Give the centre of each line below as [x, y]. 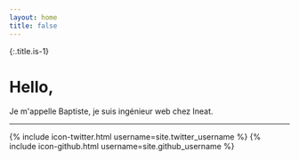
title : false [33, 26]
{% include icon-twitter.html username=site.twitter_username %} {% [135, 137]
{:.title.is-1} [29, 51]
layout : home [33, 17]
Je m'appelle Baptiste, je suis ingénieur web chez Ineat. [111, 111]
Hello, [32, 87]
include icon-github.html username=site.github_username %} [122, 147]
